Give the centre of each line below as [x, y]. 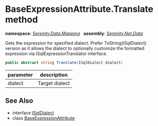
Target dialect [54, 83]
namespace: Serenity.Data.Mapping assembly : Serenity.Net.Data [74, 33]
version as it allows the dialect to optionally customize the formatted [75, 48]
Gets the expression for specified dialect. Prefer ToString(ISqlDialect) [76, 43]
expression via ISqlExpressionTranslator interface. [56, 54]
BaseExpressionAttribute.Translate [79, 9]
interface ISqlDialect [33, 113]
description [54, 74]
